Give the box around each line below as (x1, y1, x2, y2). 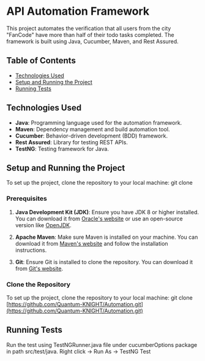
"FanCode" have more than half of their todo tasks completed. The (6, 31, 174, 38)
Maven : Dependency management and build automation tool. (15, 125, 170, 133)
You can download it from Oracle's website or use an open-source (15, 215, 184, 222)
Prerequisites (6, 195, 47, 203)
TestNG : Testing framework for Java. (15, 145, 109, 152)
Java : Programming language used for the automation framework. (15, 118, 182, 126)
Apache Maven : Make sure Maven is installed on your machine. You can (15, 233, 198, 241)
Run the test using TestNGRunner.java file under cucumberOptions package (6, 341, 198, 348)
